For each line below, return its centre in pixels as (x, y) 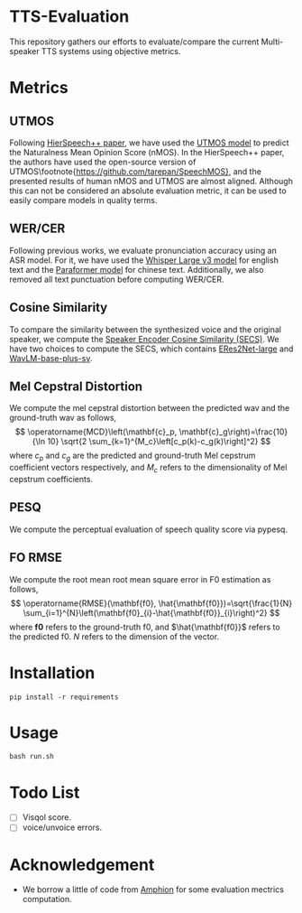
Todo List (45, 792)
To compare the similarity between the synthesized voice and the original (146, 329)
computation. (47, 899)
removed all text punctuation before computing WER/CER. (117, 279)
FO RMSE (36, 558)
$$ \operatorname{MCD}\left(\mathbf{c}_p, (96, 432)
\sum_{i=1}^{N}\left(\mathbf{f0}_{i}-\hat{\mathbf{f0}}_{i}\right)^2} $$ (151, 612)
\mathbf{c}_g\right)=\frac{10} (233, 432)
